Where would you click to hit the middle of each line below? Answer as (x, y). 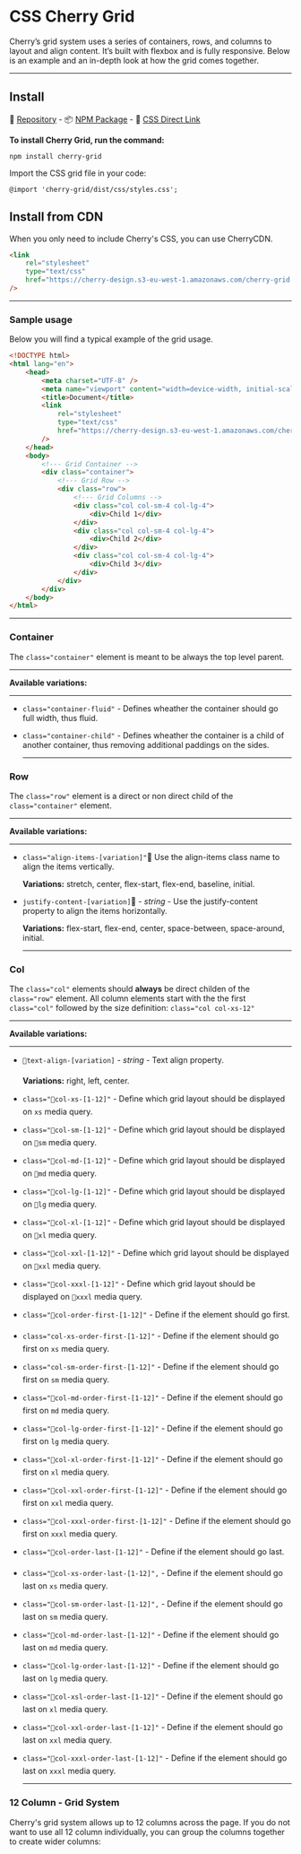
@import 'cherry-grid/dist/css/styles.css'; (94, 189)
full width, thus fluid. (60, 718)
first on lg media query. (66, 1441)
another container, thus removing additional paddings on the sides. (146, 744)
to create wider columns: (55, 1841)
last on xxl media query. (67, 1740)
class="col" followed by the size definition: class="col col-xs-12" (132, 1008)
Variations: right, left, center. (76, 1081)
